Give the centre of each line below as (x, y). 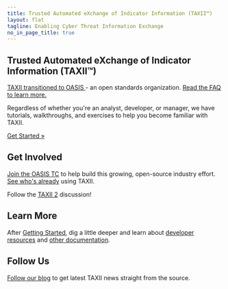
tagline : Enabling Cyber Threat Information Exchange (86, 26)
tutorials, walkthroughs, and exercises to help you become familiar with (107, 115)
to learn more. (27, 95)
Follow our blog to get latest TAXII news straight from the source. (99, 277)
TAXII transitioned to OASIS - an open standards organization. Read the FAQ (114, 88)
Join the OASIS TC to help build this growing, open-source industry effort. (111, 174)
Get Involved (35, 157)
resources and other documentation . (59, 240)
